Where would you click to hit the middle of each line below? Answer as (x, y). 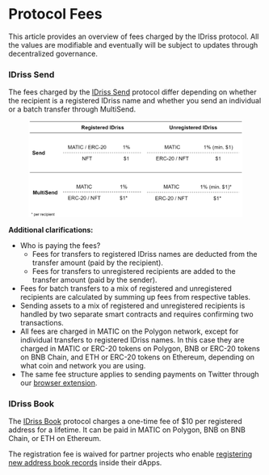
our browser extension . (59, 383)
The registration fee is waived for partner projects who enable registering (130, 454)
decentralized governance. (53, 53)
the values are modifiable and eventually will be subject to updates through (133, 44)
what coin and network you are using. (83, 366)
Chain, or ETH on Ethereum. (55, 439)
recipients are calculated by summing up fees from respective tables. (135, 297)
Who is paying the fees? (60, 246)
